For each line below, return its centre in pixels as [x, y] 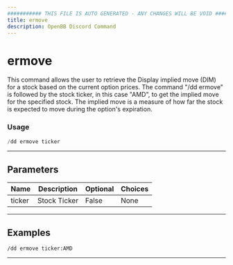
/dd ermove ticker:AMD [40, 249]
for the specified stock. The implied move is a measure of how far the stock [115, 102]
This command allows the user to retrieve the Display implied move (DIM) [112, 80]
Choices [135, 189]
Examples [29, 232]
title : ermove [28, 20]
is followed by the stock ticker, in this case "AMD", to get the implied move [113, 95]
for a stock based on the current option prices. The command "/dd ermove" [115, 87]
